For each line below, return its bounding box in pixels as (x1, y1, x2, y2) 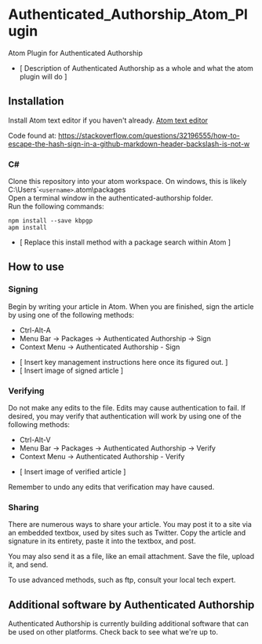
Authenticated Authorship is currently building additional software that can (8, 619, 249, 628)
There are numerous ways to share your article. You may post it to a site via (8, 520, 253, 529)
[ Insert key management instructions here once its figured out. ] (19, 357, 228, 366)
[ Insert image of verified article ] (19, 467, 126, 477)
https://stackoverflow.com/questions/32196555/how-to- (57, 131, 241, 140)
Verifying (8, 385, 45, 396)
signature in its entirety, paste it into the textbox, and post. (8, 536, 196, 546)
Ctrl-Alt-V (19, 435, 51, 445)
